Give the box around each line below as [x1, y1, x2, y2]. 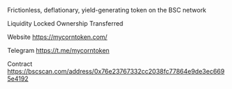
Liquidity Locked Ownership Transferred [7, 19, 124, 27]
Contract [7, 60, 33, 68]
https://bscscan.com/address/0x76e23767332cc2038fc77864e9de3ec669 [7, 67, 225, 75]
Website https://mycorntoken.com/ [7, 33, 108, 41]
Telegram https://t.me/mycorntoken [7, 47, 110, 54]
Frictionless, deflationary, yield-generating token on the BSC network [7, 6, 207, 14]
